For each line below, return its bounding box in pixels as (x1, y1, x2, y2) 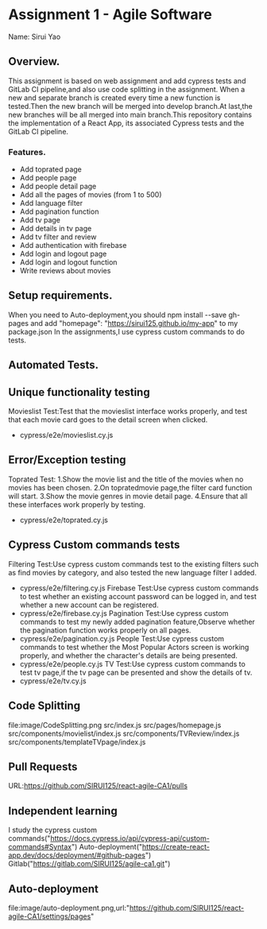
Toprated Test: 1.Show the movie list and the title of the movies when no (8, 474, 244, 484)
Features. (8, 146, 46, 157)
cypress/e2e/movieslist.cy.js (19, 431, 114, 440)
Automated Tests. (8, 358, 99, 372)
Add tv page (19, 215, 61, 225)
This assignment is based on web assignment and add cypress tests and (8, 75, 246, 85)
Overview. (8, 55, 60, 68)
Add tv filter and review (19, 232, 97, 242)
